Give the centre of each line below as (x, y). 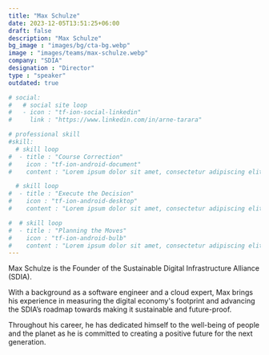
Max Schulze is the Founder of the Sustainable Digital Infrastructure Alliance (134, 268)
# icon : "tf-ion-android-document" (75, 164)
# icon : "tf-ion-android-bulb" (68, 238)
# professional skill (44, 135)
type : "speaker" (37, 75)
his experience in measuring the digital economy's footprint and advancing (132, 301)
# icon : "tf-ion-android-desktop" (73, 202)
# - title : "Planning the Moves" (68, 231)
